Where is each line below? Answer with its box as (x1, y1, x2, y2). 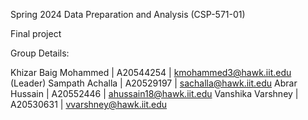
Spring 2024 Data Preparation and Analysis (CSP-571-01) (10, 9, 246, 20)
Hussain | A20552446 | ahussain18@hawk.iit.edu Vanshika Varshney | (10, 88, 299, 99)
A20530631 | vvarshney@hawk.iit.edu (10, 99, 168, 110)
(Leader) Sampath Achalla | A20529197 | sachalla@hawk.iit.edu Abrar (10, 77, 298, 89)
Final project (10, 28, 62, 39)
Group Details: (10, 47, 70, 59)
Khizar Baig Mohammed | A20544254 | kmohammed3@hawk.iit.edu (10, 67, 292, 78)
